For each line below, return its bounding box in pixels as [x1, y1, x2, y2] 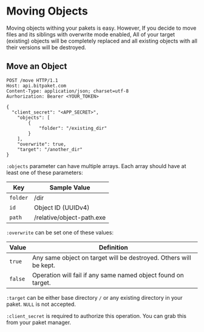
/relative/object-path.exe [34, 213, 106, 222]
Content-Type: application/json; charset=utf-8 [6, 88, 129, 94]
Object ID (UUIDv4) [34, 203, 90, 212]
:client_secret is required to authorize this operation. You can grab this [6, 312, 187, 319]
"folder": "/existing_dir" [38, 125, 107, 131]
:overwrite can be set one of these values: [6, 229, 114, 236]
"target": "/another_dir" [17, 146, 83, 152]
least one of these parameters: [6, 169, 83, 176]
